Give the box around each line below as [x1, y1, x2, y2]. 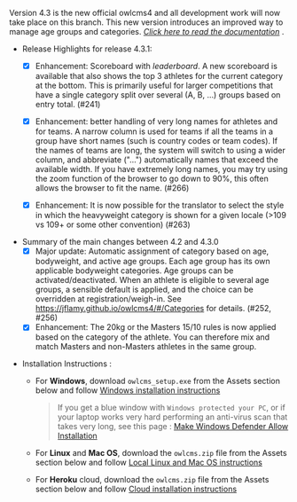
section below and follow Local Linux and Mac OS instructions [35, 457, 263, 468]
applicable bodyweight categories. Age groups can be [35, 265, 234, 276]
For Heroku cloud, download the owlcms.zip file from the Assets [35, 475, 270, 485]
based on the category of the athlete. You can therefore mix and [35, 332, 270, 342]
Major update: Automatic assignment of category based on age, [35, 246, 270, 256]
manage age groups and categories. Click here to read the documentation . [9, 27, 285, 36]
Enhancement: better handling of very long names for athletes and [35, 116, 278, 127]
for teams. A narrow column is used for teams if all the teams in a [35, 126, 273, 137]
